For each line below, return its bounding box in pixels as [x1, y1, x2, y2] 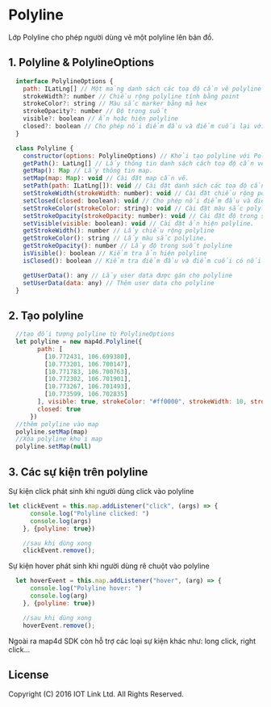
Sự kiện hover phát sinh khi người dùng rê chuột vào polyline [8, 561, 210, 571]
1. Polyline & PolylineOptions [8, 56, 155, 69]
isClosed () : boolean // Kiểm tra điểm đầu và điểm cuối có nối [23, 257, 262, 265]
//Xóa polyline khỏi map [15, 435, 103, 443]
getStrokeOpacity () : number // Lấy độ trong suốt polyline [23, 242, 232, 250]
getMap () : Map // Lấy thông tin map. [23, 167, 153, 175]
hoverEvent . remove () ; [23, 621, 95, 630]
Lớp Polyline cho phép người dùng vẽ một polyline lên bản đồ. [8, 32, 215, 42]
